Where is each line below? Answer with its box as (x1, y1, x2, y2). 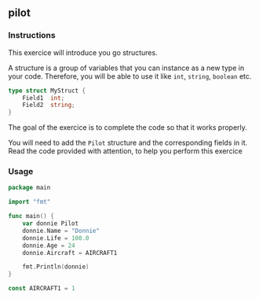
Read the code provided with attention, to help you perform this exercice (8, 146, 243, 156)
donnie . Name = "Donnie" (22, 227, 100, 234)
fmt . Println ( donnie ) (22, 263, 89, 271)
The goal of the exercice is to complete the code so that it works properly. (8, 123, 247, 132)
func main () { (8, 212, 55, 220)
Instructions (8, 30, 57, 41)
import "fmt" (8, 198, 51, 206)
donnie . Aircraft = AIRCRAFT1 (22, 249, 118, 257)
